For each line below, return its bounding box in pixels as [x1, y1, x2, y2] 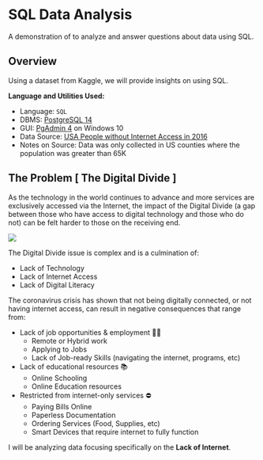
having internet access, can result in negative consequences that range [8, 303, 242, 314]
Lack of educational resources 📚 [19, 362, 129, 371]
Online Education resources [31, 382, 122, 391]
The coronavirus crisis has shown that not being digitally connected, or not [8, 295, 252, 305]
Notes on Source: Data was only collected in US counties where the [19, 140, 240, 150]
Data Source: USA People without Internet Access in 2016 [19, 131, 208, 141]
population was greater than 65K [19, 148, 127, 158]
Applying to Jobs [31, 344, 88, 354]
